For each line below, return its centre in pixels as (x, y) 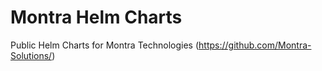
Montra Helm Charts (96, 17)
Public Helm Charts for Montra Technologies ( (105, 45)
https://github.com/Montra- (255, 45)
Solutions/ (31, 55)
